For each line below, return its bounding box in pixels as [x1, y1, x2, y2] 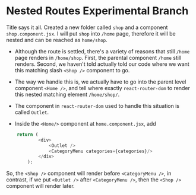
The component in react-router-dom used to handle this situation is [14, 102, 180, 109]
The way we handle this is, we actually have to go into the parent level [14, 78, 186, 85]
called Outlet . [14, 108, 49, 116]
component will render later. [6, 183, 75, 190]
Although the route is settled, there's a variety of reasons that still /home [14, 47, 190, 55]
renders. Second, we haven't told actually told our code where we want [14, 60, 190, 68]
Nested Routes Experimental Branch [6, 4, 189, 18]
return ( [17, 132, 39, 138]
